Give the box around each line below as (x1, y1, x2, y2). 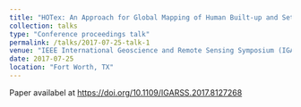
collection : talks (9, 21, 78, 30)
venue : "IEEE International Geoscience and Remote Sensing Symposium (9, 46, 275, 55)
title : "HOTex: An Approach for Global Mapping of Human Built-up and (9, 12, 279, 22)
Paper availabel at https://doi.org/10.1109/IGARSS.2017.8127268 (9, 86, 243, 98)
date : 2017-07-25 (9, 54, 74, 63)
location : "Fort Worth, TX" (9, 63, 115, 72)
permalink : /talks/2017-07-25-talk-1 (9, 37, 150, 47)
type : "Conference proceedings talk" (9, 29, 150, 38)
